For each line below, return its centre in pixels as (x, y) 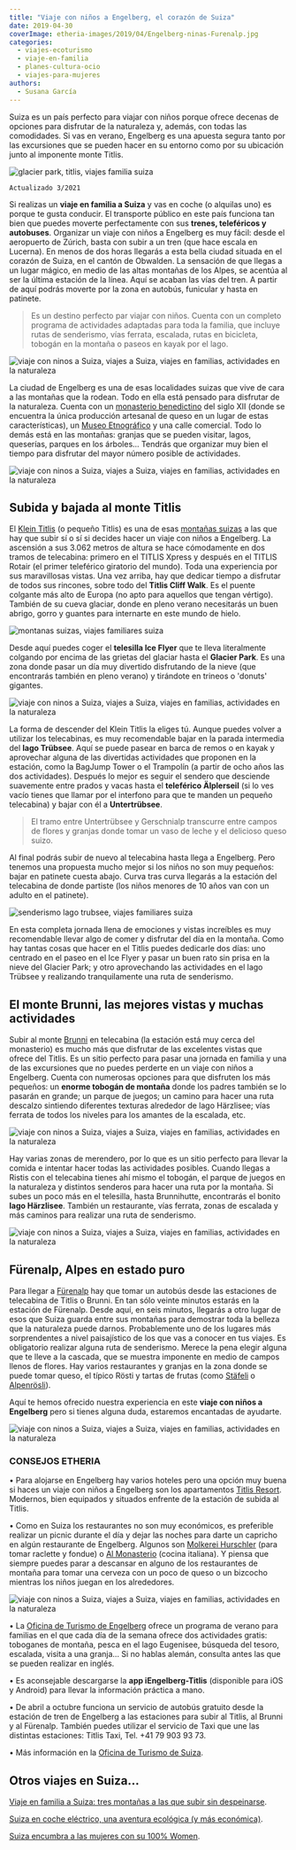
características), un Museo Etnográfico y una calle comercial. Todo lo (136, 425)
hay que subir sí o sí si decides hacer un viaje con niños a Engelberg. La (140, 538)
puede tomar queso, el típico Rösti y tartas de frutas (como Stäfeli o (133, 1375)
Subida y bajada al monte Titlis (95, 507)
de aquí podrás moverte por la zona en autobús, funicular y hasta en (133, 289)
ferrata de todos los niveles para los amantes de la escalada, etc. (127, 1115)
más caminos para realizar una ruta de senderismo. (102, 1215)
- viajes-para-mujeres (59, 75)
